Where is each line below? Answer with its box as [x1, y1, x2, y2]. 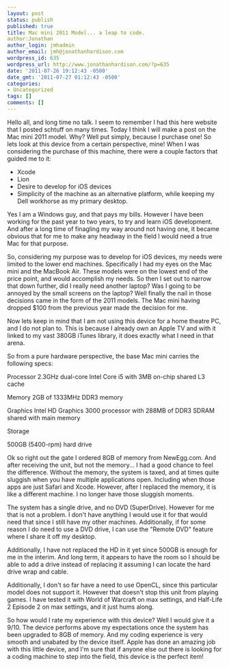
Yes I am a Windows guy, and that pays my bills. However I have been [7, 210, 204, 218]
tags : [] [7, 93, 32, 100]
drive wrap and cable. [7, 567, 68, 576]
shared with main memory [7, 413, 81, 422]
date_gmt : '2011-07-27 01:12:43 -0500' [7, 73, 121, 81]
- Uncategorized [7, 86, 53, 93]
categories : [7, 80, 41, 87]
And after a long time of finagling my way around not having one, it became [7, 224, 220, 233]
